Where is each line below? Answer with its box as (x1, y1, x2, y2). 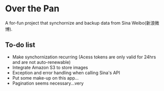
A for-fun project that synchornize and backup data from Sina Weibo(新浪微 (5, 20, 160, 26)
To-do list (5, 41, 36, 49)
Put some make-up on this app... (12, 75, 79, 81)
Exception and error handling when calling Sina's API (12, 70, 120, 76)
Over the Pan (5, 3, 60, 14)
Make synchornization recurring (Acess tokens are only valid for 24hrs (12, 54, 157, 60)
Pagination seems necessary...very (12, 80, 84, 86)
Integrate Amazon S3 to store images (12, 64, 88, 70)
